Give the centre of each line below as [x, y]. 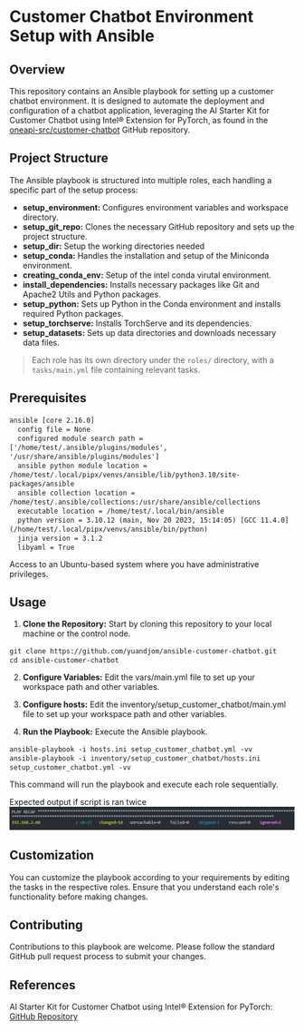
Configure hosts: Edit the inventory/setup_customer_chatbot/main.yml [154, 704]
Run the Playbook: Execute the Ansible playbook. [115, 732]
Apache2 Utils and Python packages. [91, 294]
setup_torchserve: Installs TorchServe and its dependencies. [137, 323]
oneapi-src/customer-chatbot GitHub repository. [100, 130]
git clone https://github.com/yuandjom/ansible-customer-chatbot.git [143, 652]
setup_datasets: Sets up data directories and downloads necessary [149, 332]
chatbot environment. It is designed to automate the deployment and [137, 101]
